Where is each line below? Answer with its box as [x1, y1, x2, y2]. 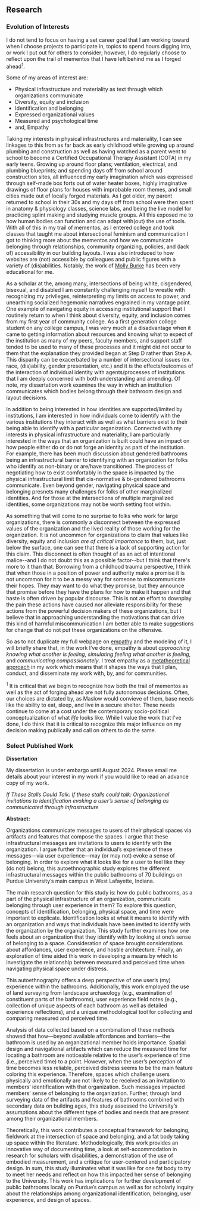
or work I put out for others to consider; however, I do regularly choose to [6, 49, 186, 56]
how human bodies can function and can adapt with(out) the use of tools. [6, 218, 186, 225]
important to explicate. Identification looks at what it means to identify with [6, 914, 189, 921]
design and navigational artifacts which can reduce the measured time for [6, 1045, 187, 1053]
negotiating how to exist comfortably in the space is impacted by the [6, 469, 174, 476]
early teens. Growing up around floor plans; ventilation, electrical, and [6, 161, 177, 168]
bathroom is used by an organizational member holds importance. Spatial [6, 1039, 186, 1046]
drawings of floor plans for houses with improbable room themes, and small [6, 186, 192, 193]
